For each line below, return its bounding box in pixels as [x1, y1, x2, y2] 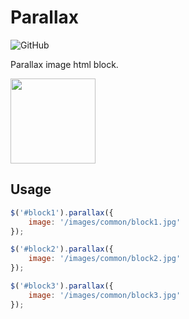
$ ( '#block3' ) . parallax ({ [10, 281, 114, 291]
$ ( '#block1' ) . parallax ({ [10, 207, 114, 218]
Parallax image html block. [10, 58, 119, 70]
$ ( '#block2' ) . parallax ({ [10, 244, 114, 255]
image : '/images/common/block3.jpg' [28, 290, 182, 300]
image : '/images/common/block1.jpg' [28, 217, 182, 227]
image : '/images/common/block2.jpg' [28, 254, 182, 264]
